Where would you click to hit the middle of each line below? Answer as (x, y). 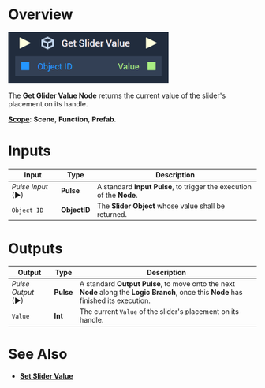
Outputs (35, 248)
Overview (41, 15)
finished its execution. (115, 300)
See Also (38, 354)
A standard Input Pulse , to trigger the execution (175, 186)
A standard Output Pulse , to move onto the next (157, 284)
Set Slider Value (46, 375)
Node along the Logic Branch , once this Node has (161, 293)
